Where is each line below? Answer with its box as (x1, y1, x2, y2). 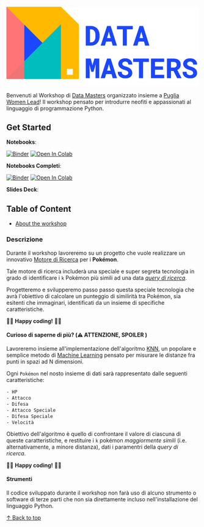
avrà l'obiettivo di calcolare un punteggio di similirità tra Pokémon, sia (6, 292, 181, 300)
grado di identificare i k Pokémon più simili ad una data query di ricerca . (6, 274, 188, 282)
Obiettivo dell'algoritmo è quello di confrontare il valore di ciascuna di (6, 430, 181, 438)
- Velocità (6, 419, 34, 425)
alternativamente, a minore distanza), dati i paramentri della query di (6, 443, 178, 450)
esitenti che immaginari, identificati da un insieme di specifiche (6, 299, 165, 306)
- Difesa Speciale (6, 413, 53, 419)
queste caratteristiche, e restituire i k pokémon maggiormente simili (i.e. (6, 436, 187, 444)
